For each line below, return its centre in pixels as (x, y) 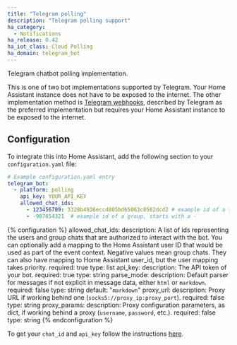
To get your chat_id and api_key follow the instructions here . (96, 334)
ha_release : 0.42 (33, 40)
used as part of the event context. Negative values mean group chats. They (117, 252)
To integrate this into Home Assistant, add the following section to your (110, 156)
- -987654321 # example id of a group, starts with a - (111, 216)
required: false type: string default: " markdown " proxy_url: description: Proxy (116, 290)
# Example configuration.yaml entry (61, 177)
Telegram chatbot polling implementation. (68, 73)
